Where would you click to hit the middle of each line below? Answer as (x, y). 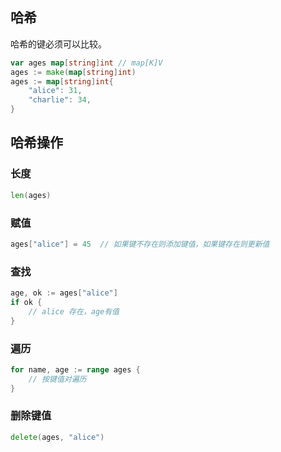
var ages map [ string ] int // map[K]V (86, 63)
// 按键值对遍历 (57, 379)
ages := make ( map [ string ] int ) (73, 72)
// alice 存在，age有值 (74, 311)
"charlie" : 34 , (60, 100)
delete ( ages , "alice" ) (57, 437)
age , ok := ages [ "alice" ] (64, 293)
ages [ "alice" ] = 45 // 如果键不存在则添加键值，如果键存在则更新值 (140, 244)
